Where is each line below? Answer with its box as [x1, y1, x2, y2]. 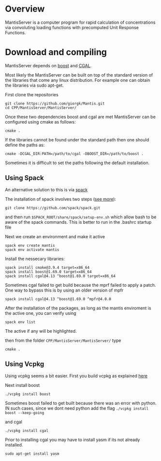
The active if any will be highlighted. [5, 328, 77, 334]
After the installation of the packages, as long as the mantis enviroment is [5, 305, 151, 311]
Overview [5, 3, 45, 15]
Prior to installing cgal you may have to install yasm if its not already [5, 437, 140, 443]
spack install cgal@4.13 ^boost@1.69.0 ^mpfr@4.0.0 [5, 296, 111, 301]
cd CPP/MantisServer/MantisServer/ [5, 105, 77, 110]
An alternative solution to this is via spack [5, 186, 88, 192]
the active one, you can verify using [5, 310, 76, 316]
